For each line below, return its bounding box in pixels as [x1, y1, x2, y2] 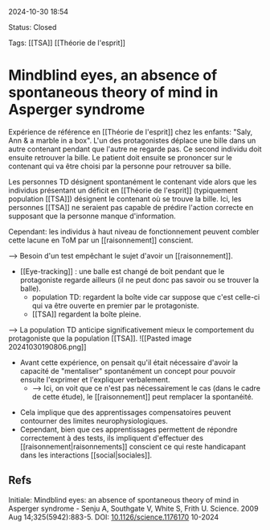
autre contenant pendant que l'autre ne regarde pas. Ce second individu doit [8, 144, 262, 154]
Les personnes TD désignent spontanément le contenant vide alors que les [8, 176, 257, 186]
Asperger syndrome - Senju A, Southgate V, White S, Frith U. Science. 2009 [8, 503, 259, 513]
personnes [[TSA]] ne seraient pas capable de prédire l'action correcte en [8, 202, 254, 212]
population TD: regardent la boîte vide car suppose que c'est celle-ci [31, 292, 260, 301]
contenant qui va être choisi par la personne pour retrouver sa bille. [8, 161, 231, 171]
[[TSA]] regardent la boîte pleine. [31, 309, 141, 319]
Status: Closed [8, 23, 57, 31]
